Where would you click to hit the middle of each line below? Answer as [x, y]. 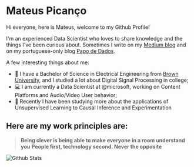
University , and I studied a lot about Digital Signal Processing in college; [101, 80]
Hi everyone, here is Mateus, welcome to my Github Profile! [78, 27]
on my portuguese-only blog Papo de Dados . [61, 51]
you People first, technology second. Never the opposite [91, 146]
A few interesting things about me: [48, 62]
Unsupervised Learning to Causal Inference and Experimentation [93, 108]
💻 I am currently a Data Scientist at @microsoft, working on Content [97, 86]
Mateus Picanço [46, 11]
